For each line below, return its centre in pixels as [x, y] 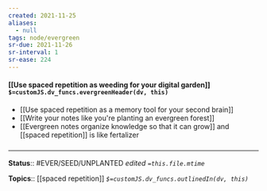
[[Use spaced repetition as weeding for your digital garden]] [109, 85]
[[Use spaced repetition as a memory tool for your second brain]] [127, 110]
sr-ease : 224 [30, 60]
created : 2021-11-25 [43, 15]
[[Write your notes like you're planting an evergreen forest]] [117, 118]
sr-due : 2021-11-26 [41, 45]
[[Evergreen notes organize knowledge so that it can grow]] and [124, 127]
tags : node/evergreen [44, 38]
